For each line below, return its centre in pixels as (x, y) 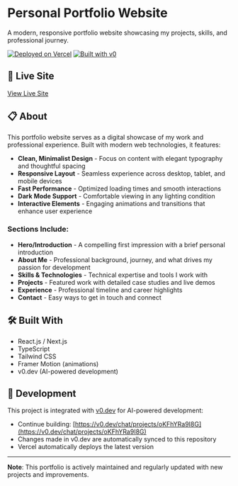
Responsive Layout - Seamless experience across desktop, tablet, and (121, 173)
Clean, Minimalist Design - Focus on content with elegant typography (120, 158)
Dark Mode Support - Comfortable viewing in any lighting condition (116, 196)
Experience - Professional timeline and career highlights (100, 290)
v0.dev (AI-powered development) (68, 371)
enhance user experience (55, 211)
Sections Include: (38, 230)
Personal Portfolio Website (87, 13)
